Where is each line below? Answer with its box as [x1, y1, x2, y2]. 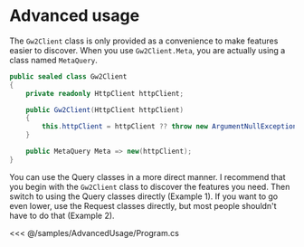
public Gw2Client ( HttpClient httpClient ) [25, 105, 184, 114]
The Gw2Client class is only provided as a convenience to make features [9, 35, 279, 46]
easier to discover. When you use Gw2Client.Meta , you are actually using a [9, 44, 286, 55]
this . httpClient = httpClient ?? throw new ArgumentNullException [42, 122, 298, 131]
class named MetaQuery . [9, 54, 98, 65]
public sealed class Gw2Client [9, 71, 128, 81]
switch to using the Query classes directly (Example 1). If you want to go [9, 191, 279, 202]
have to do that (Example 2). [9, 210, 115, 221]
